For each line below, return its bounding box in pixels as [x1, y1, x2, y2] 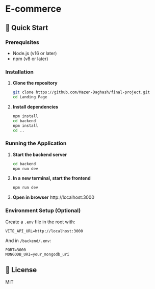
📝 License [5, 266, 37, 274]
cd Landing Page [12, 95, 47, 100]
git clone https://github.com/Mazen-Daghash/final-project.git [12, 90, 150, 95]
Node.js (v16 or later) [12, 50, 57, 56]
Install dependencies [12, 103, 59, 110]
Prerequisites [5, 39, 39, 46]
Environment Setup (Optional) [5, 207, 81, 214]
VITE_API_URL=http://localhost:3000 [5, 228, 83, 233]
